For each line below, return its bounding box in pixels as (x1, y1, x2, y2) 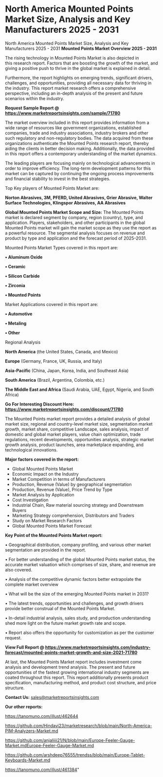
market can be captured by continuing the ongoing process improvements (5, 170, 154, 176)
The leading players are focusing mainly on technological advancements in (5, 160, 155, 166)
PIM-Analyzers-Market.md (5, 728, 58, 734)
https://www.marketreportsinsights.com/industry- (45, 644, 151, 650)
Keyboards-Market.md (5, 757, 51, 763)
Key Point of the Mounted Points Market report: (5, 532, 103, 538)
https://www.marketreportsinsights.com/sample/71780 (5, 110, 121, 116)
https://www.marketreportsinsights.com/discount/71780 (5, 406, 124, 412)
